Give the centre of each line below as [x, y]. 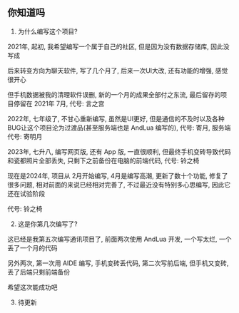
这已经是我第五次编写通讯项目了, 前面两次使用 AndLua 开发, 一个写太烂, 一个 [119, 239]
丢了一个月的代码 [32, 247]
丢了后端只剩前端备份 [39, 272]
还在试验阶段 [26, 193]
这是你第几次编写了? [47, 224]
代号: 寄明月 [25, 136]
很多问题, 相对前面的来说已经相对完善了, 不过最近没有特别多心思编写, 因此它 [119, 185]
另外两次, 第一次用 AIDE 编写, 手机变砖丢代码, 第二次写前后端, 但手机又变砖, [118, 263]
